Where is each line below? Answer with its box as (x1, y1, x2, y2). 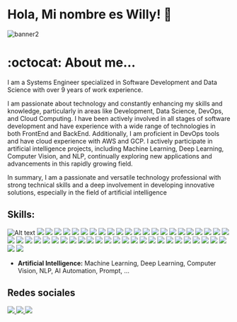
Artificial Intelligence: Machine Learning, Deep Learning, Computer (17, 258, 216, 268)
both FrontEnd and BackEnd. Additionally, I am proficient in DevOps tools (7, 129, 220, 137)
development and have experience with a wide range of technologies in (7, 122, 216, 130)
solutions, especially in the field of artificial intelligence (7, 188, 168, 197)
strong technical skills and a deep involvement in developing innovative (7, 180, 215, 189)
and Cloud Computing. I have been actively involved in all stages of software (7, 114, 231, 122)
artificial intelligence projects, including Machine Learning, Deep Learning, (7, 144, 224, 153)
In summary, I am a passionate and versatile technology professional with (7, 173, 221, 181)
